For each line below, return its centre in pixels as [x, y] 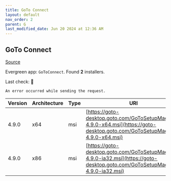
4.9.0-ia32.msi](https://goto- [122, 158]
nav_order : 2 [19, 19]
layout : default [22, 15]
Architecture [48, 103]
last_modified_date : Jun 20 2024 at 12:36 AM [54, 29]
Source [13, 62]
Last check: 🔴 [20, 82]
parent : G [16, 24]
